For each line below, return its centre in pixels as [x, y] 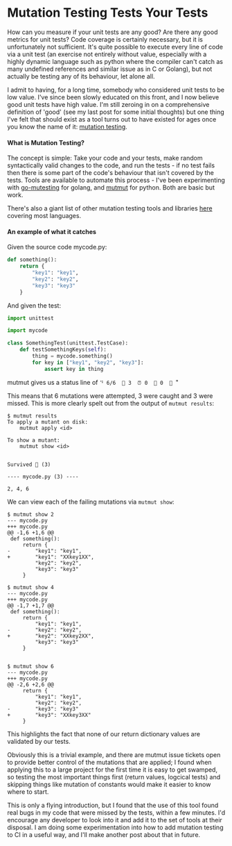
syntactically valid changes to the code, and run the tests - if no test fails [111, 165]
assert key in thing [74, 369]
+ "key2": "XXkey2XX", [51, 636]
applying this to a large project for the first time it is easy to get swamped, [113, 770]
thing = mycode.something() [72, 356]
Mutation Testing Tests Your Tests [108, 13]
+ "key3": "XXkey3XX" [49, 715]
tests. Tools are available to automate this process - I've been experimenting [116, 180]
